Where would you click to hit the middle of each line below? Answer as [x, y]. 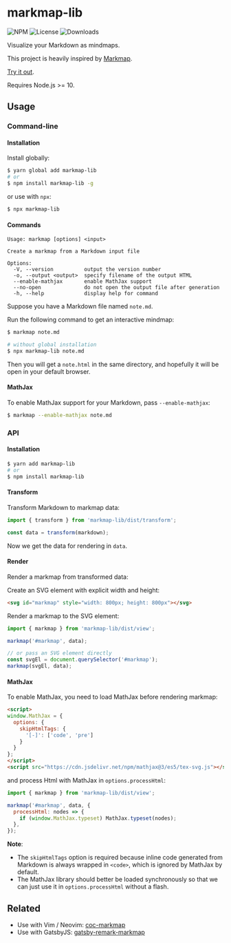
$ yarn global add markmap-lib [52, 171]
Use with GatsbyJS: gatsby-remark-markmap [81, 932]
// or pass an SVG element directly [59, 653]
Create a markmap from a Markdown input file [73, 252]
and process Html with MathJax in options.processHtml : [87, 780]
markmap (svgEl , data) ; [40, 666]
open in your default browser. [49, 371]
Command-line [33, 127]
